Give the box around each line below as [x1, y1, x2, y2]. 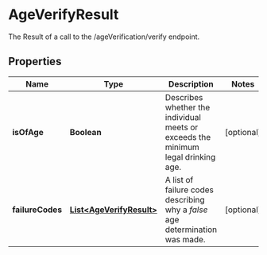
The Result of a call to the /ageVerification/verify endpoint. [8, 32, 200, 41]
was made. [164, 234, 206, 245]
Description [168, 78, 215, 89]
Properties [8, 55, 62, 68]
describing [164, 194, 205, 205]
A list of [164, 174, 194, 185]
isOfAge [12, 126, 44, 137]
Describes [164, 91, 203, 102]
